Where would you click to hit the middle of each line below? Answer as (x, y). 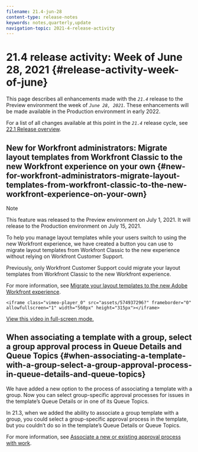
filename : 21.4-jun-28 (34, 12)
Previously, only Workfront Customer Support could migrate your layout (93, 268)
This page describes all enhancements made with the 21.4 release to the (95, 99)
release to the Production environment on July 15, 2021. (74, 226)
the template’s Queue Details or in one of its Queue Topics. (78, 401)
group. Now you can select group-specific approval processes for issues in (98, 395)
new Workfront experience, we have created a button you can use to (90, 244)
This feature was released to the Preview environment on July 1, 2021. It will (98, 220)
